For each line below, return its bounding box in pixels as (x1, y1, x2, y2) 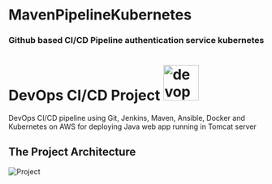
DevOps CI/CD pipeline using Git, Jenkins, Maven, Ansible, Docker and (8, 113, 246, 123)
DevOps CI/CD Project (8, 87, 161, 105)
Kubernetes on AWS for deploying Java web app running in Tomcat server (8, 122, 257, 131)
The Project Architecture (8, 145, 136, 159)
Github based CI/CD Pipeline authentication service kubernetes (8, 35, 265, 46)
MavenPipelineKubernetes (8, 6, 192, 24)
